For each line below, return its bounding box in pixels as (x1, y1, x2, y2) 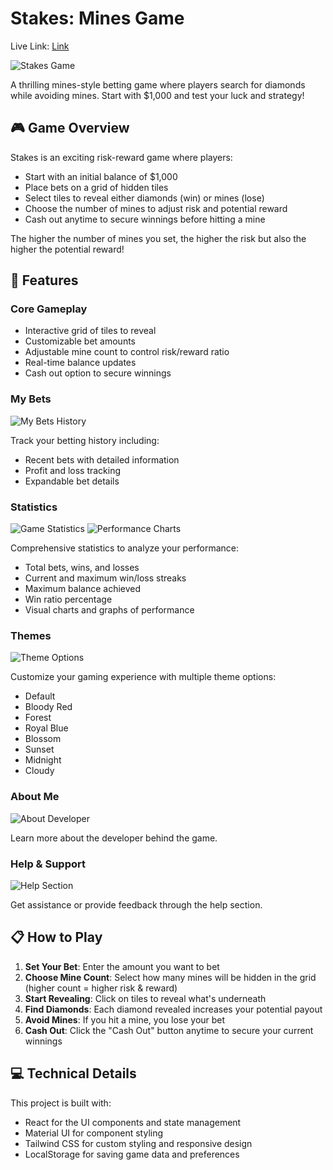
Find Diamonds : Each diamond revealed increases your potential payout (24, 1003, 323, 1015)
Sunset (24, 743, 55, 756)
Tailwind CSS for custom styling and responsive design (24, 1137, 253, 1149)
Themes (10, 628, 52, 642)
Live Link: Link (10, 40, 70, 52)
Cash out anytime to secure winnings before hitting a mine (24, 213, 266, 225)
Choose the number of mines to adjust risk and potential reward (24, 202, 288, 214)
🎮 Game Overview (10, 120, 130, 137)
